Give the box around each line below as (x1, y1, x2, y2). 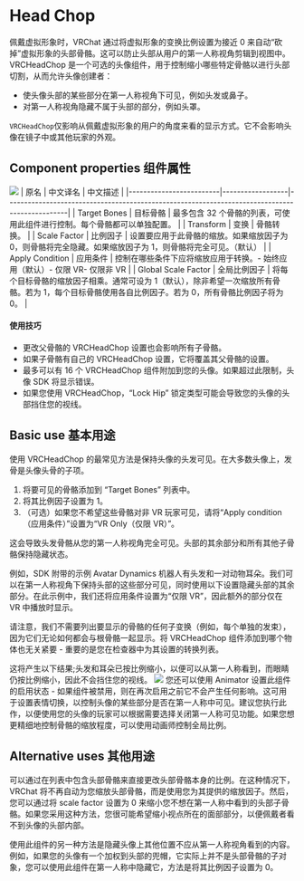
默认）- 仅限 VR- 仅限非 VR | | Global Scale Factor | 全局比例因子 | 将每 (24, 263, 289, 274)
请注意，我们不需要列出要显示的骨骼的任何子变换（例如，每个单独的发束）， (9, 621, 291, 632)
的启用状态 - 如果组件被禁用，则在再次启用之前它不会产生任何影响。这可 (9, 685, 280, 696)
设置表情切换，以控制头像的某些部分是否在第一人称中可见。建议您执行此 (16, 696, 287, 707)
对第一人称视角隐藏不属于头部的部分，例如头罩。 (22, 101, 205, 111)
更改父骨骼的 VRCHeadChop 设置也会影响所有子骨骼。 (22, 341, 227, 353)
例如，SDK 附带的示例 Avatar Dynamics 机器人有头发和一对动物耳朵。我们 (9, 568, 286, 579)
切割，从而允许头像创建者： (9, 70, 113, 81)
